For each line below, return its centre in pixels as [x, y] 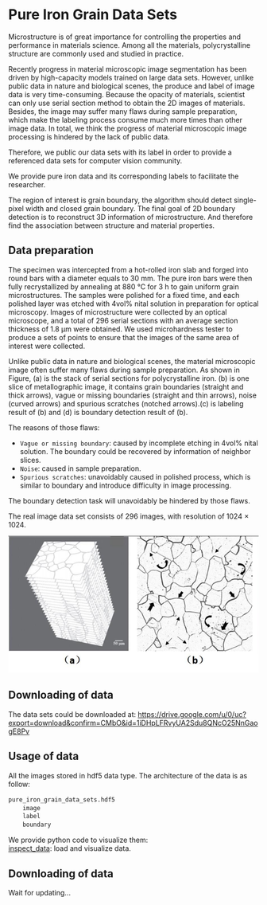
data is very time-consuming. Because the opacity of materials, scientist [127, 94]
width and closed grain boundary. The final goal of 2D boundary [130, 208]
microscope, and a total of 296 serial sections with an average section [123, 320]
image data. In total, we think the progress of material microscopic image [128, 128]
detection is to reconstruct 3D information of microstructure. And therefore [131, 217]
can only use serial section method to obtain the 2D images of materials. [127, 103]
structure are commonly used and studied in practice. [96, 53]
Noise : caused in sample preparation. [80, 468]
